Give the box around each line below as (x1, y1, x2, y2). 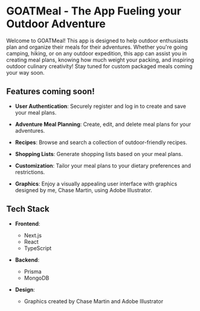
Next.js (24, 231, 42, 239)
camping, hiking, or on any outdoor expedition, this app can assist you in (6, 49, 187, 57)
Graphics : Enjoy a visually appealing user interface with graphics (15, 180, 178, 187)
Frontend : (15, 220, 40, 227)
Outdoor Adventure (6, 17, 106, 31)
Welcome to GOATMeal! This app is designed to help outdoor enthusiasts (6, 37, 189, 44)
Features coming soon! (6, 86, 95, 97)
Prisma (24, 268, 42, 275)
